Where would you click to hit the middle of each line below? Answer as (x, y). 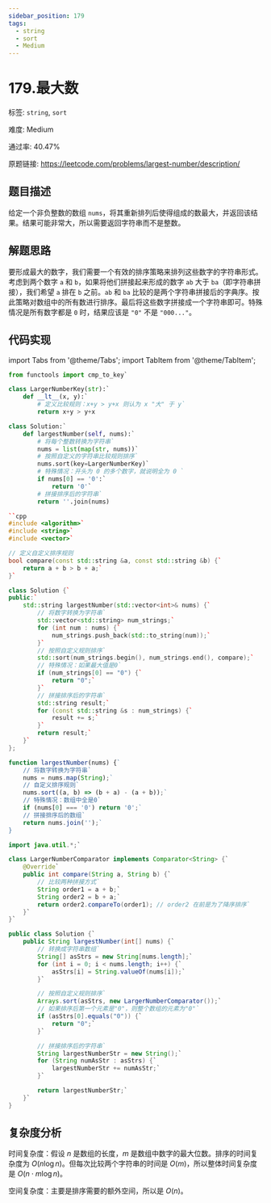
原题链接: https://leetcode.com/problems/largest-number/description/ (124, 164)
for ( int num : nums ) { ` (79, 628)
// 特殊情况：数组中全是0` (62, 801)
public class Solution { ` (52, 934)
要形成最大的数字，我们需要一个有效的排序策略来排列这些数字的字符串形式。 (135, 271)
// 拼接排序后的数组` (54, 815)
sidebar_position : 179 (46, 16)
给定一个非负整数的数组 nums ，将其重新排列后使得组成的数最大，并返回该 (130, 212)
